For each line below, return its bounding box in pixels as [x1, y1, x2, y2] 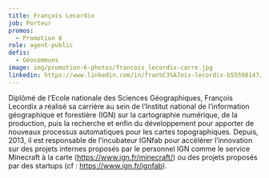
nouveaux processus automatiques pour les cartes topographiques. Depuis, [8, 127, 259, 136]
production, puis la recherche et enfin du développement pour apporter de [8, 118, 255, 128]
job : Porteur [8, 19, 52, 27]
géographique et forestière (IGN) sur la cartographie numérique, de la [8, 109, 238, 120]
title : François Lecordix [8, 11, 94, 20]
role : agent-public [8, 42, 74, 49]
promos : [8, 26, 34, 34]
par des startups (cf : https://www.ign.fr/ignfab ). [8, 160, 167, 170]
